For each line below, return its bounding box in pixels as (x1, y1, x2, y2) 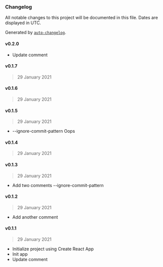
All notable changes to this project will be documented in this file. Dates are (5, 15, 159, 21)
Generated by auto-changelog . (5, 30, 66, 36)
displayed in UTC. (5, 20, 41, 26)
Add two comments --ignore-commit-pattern (12, 182, 104, 188)
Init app (12, 251, 28, 257)
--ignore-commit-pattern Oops (12, 128, 75, 134)
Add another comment (12, 214, 58, 220)
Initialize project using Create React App (12, 246, 94, 252)
